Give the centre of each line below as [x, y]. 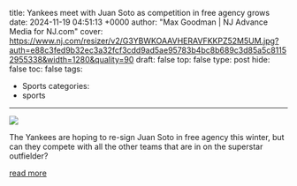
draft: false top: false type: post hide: [203, 60]
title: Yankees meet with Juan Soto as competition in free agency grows [140, 13]
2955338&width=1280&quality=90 [72, 60]
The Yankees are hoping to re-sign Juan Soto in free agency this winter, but [147, 137]
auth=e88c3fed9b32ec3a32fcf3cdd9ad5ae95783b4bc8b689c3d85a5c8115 [148, 50]
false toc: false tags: [46, 69]
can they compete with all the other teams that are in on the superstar [136, 146]
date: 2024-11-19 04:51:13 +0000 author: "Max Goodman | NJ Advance [138, 22]
